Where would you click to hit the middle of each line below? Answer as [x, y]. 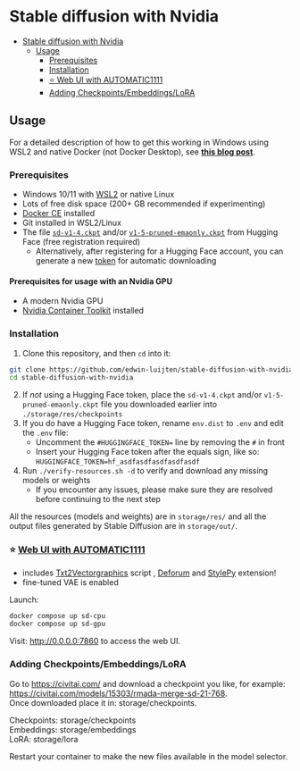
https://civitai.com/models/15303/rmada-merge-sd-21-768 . [118, 693]
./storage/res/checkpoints [72, 415]
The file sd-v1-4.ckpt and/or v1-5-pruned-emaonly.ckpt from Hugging [150, 232]
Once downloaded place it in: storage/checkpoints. [103, 702]
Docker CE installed [58, 214]
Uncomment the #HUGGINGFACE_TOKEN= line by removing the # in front [160, 442]
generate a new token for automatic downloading [126, 261]
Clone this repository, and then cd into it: [96, 353]
